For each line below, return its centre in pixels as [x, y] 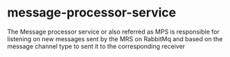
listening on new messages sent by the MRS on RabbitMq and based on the [115, 38]
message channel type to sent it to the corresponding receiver [96, 46]
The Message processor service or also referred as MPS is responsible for [113, 32]
